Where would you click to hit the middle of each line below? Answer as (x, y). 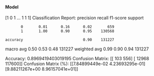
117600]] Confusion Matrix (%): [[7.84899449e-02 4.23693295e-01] (75, 64)
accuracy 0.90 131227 (60, 40)
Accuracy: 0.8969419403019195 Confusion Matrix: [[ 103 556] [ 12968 (77, 59)
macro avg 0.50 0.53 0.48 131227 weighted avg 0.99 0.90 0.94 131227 (77, 49)
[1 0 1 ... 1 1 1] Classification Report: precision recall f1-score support (75, 18)
